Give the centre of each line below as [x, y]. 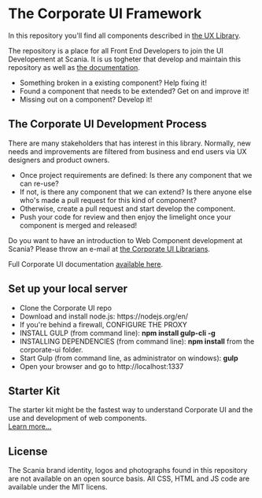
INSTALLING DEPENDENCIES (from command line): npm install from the [137, 341]
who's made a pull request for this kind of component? [108, 200]
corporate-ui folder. [52, 349]
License [28, 451]
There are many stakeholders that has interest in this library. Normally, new [130, 143]
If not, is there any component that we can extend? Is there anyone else [136, 192]
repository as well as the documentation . [74, 67]
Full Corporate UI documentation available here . [86, 264]
